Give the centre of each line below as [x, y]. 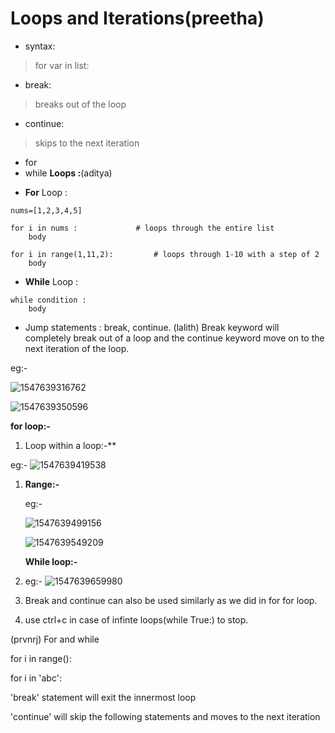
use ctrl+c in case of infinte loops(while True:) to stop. [136, 619]
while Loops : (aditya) [68, 173]
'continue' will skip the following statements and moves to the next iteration [165, 716]
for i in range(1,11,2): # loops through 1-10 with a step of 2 [165, 254]
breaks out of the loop [80, 104]
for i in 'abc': [36, 678]
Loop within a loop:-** [70, 445]
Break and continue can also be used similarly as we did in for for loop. [171, 600]
